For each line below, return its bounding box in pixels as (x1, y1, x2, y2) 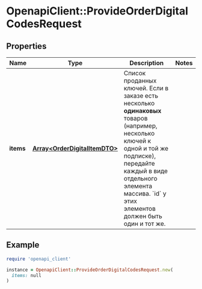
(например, (123, 122, 158, 130)
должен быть (123, 212, 162, 220)
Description (129, 59, 164, 67)
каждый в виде (123, 167, 168, 175)
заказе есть (123, 92, 158, 100)
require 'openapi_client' (6, 256, 71, 262)
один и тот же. (123, 220, 166, 228)
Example (6, 240, 40, 250)
